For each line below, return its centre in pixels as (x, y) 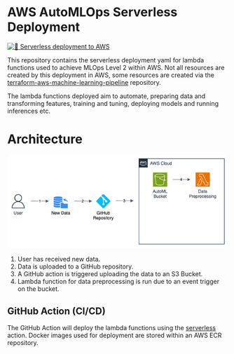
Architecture (45, 139)
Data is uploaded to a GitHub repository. (75, 266)
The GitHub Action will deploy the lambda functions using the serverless (111, 327)
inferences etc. (29, 111)
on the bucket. (38, 289)
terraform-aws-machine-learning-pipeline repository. (84, 82)
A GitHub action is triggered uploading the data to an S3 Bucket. (110, 274)
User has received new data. (59, 259)
